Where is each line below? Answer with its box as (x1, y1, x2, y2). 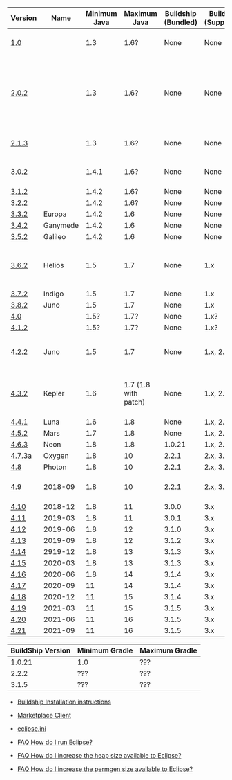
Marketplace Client (17, 711, 71, 719)
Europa (43, 209, 67, 219)
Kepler (43, 389, 65, 398)
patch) (124, 398, 146, 407)
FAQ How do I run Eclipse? (17, 738, 93, 746)
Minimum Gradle (77, 646, 133, 655)
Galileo (43, 232, 66, 241)
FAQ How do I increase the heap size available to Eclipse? (17, 752, 182, 759)
